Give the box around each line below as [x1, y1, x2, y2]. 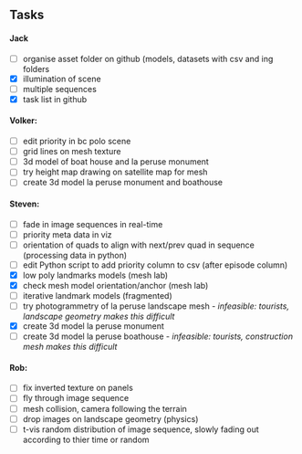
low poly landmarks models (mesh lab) [22, 269, 169, 280]
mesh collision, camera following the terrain [22, 403, 187, 414]
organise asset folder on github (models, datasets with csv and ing [22, 53, 274, 64]
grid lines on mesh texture [22, 146, 121, 157]
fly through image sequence [22, 393, 130, 404]
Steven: [9, 198, 40, 209]
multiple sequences [22, 83, 98, 94]
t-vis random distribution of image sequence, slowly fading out [22, 424, 259, 435]
